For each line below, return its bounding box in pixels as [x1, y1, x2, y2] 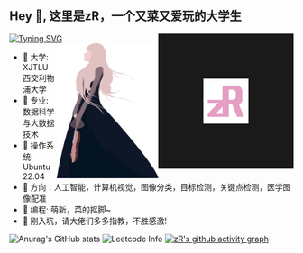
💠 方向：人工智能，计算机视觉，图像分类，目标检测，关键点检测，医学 [22, 181, 283, 192]
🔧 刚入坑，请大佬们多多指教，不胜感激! [22, 215, 167, 226]
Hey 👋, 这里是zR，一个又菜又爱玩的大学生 [9, 8, 242, 24]
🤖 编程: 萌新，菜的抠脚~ [22, 203, 112, 214]
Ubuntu [22, 161, 51, 172]
